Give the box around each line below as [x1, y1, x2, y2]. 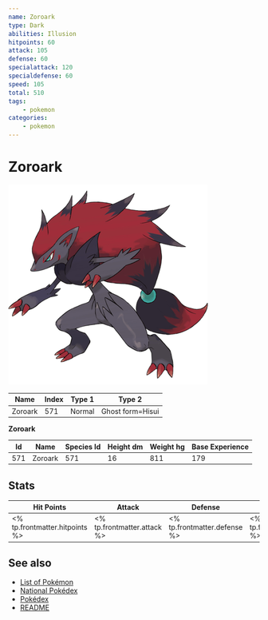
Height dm [107, 442, 144, 451]
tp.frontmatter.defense [168, 523, 243, 531]
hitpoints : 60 [8, 38, 56, 46]
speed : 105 [8, 80, 45, 88]
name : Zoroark [8, 13, 56, 21]
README [19, 603, 50, 613]
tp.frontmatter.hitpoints [11, 523, 88, 531]
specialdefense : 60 [8, 72, 73, 80]
